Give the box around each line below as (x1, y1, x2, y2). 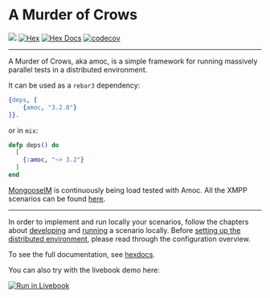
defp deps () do (8, 141, 59, 149)
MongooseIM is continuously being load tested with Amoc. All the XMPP (8, 185, 247, 194)
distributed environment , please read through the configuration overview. (8, 234, 251, 243)
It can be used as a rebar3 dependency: (8, 80, 141, 90)
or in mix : (8, 125, 39, 135)
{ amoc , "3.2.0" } (22, 103, 78, 112)
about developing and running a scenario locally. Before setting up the (8, 225, 241, 235)
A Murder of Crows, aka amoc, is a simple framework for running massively (8, 56, 258, 66)
